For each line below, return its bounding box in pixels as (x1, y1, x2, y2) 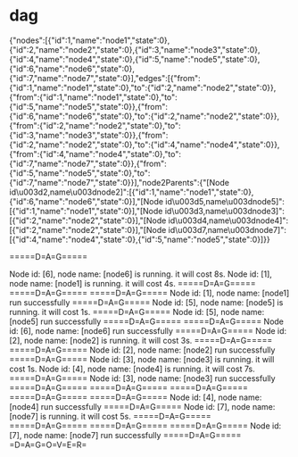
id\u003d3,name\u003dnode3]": (164, 205, 286, 216)
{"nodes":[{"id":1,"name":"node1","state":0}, (9, 35, 170, 46)
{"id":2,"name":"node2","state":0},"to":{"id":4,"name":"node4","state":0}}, (9, 139, 280, 150)
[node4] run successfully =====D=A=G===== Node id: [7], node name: (9, 401, 276, 411)
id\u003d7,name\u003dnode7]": (168, 224, 287, 235)
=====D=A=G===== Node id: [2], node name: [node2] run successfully (9, 345, 276, 355)
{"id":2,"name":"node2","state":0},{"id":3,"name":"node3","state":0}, (9, 44, 261, 54)
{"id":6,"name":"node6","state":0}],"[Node (9, 195, 163, 206)
